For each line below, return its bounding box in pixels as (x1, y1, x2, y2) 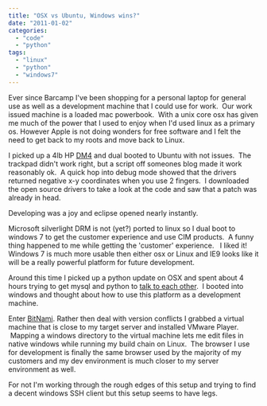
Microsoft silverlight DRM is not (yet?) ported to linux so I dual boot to (8, 224, 236, 233)
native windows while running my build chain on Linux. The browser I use (8, 339, 250, 349)
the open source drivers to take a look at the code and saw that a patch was (8, 184, 257, 193)
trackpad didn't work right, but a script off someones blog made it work (8, 158, 242, 168)
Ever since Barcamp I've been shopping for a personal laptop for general (8, 92, 246, 102)
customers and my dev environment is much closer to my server (8, 356, 219, 365)
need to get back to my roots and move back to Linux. (8, 135, 185, 144)
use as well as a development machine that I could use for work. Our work (8, 101, 253, 111)
